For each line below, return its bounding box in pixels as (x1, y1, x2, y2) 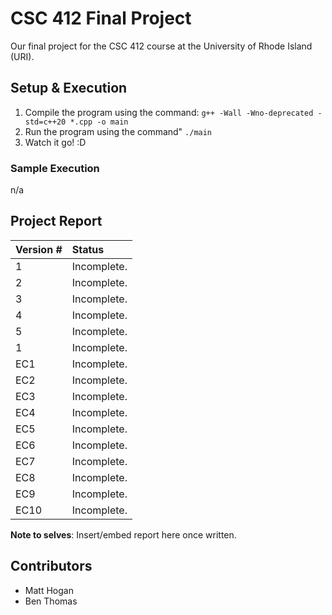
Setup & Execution (10, 80, 128, 97)
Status (71, 242, 105, 256)
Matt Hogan (24, 584, 74, 596)
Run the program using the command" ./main (24, 125, 213, 137)
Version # (15, 242, 63, 256)
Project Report (10, 213, 103, 230)
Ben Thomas (24, 595, 78, 607)
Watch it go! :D (24, 136, 87, 148)
